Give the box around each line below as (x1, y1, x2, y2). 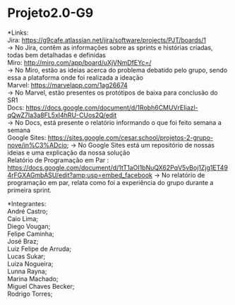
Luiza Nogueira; (7, 259, 54, 268)
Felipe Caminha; (7, 229, 54, 238)
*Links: (7, 28, 29, 37)
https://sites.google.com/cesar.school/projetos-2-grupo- (47, 133, 214, 142)
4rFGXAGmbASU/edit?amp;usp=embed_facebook (7, 171, 153, 179)
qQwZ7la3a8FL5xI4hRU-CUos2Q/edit (7, 111, 117, 119)
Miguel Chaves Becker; (7, 282, 75, 290)
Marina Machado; (7, 274, 59, 283)
